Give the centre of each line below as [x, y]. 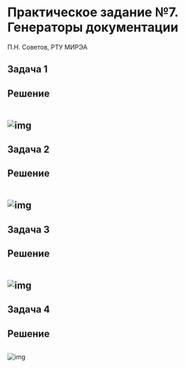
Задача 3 [29, 229]
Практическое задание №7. [93, 12]
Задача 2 [28, 149]
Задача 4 [29, 310]
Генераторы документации [93, 27]
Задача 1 [28, 69]
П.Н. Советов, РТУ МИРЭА [47, 47]
